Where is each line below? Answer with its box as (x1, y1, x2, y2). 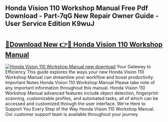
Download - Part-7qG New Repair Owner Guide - (5, 12, 159, 20)
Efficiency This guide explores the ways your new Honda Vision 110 (5, 69, 144, 75)
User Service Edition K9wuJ (5, 19, 95, 28)
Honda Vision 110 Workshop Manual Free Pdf (5, 4, 148, 12)
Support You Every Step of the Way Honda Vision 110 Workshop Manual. (5, 106, 155, 112)
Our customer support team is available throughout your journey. (5, 112, 139, 117)
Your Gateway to (116, 64, 151, 69)
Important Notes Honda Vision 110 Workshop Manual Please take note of (5, 80, 155, 85)
